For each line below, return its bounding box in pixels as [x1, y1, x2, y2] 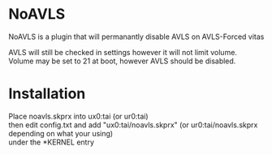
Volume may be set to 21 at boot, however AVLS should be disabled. [8, 56, 236, 66]
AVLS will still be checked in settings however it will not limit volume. [8, 47, 238, 57]
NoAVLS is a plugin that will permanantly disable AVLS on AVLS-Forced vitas [8, 32, 265, 41]
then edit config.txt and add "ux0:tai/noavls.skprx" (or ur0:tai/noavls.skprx [8, 119, 258, 130]
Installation [8, 84, 86, 103]
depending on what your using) [8, 128, 114, 138]
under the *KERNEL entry [8, 137, 95, 147]
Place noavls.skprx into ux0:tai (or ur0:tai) [8, 111, 149, 121]
